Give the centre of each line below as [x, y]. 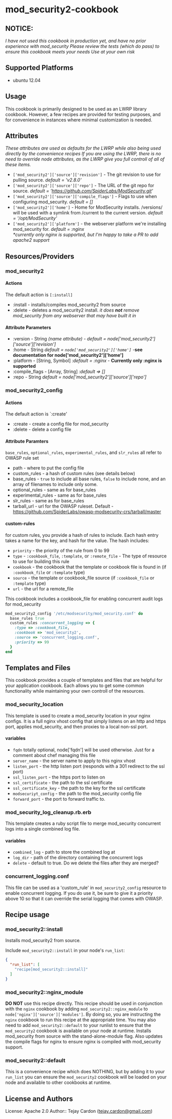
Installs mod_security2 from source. [43, 941]
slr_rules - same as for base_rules [48, 501]
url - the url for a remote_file [43, 589]
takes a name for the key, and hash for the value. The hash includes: [77, 540]
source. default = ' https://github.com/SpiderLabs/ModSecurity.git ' [83, 191]
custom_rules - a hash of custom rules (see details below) [74, 474]
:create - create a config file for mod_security [61, 424]
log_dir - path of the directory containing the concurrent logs [78, 858]
